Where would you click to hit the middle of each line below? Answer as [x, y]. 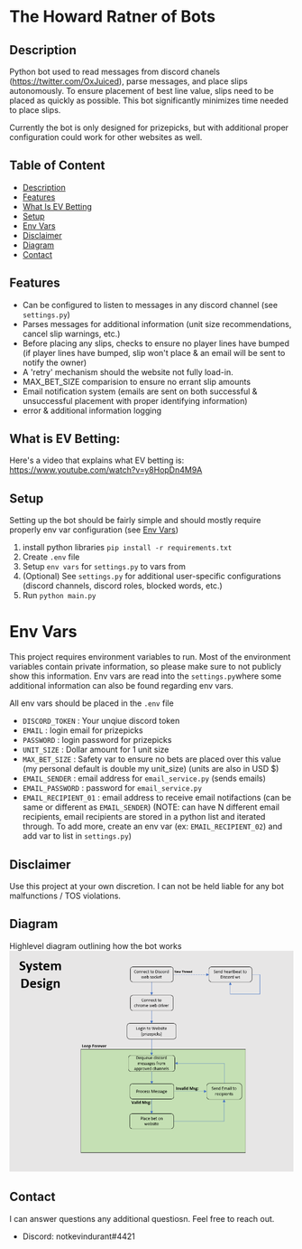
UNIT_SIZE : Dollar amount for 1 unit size [96, 750]
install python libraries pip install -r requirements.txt [127, 548]
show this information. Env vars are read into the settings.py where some [146, 676]
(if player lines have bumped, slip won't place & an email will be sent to [154, 352]
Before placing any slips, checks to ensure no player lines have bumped [156, 343]
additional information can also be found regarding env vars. [122, 686]
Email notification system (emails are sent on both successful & [140, 391]
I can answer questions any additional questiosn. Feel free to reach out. [142, 1218]
